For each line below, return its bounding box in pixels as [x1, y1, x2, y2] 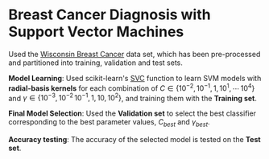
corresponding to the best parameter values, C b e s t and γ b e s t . [8, 117, 211, 129]
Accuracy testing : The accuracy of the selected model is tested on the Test [8, 135, 261, 145]
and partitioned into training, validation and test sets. [8, 58, 184, 67]
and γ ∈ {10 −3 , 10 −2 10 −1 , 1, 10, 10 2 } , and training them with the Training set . [8, 92, 258, 103]
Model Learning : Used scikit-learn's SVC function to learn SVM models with [8, 73, 262, 83]
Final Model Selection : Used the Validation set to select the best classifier [8, 108, 256, 118]
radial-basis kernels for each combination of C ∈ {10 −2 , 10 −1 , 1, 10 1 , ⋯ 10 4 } [8, 82, 255, 93]
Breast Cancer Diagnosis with [8, 6, 211, 24]
